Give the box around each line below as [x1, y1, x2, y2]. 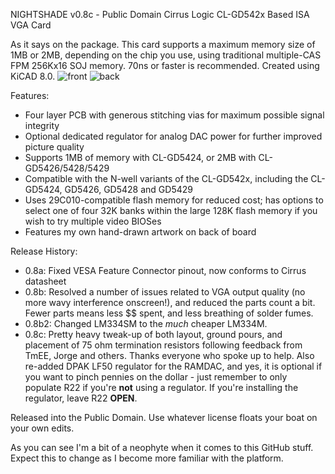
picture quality [24, 141, 85, 153]
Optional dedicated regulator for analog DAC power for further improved [24, 130, 323, 142]
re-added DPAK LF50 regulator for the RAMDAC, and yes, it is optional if [24, 360, 323, 372]
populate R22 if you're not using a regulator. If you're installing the [24, 382, 299, 393]
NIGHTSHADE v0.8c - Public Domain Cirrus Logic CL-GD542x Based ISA [10, 9, 310, 20]
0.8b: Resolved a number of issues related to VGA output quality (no [24, 286, 306, 298]
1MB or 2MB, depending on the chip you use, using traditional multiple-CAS [10, 49, 322, 61]
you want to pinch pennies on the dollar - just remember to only [24, 371, 288, 383]
